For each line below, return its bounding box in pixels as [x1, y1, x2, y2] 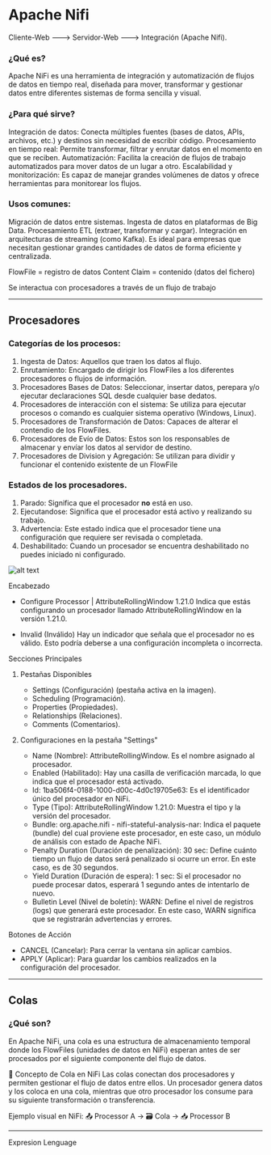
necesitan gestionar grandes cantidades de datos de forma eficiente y [8, 243, 242, 252]
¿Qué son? [8, 1017, 52, 1029]
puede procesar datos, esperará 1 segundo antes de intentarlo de [31, 879, 250, 889]
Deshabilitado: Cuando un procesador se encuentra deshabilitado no [19, 540, 249, 551]
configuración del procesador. [19, 962, 121, 972]
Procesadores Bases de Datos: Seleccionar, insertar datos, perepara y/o [19, 382, 260, 391]
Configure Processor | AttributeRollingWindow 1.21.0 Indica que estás [19, 596, 252, 606]
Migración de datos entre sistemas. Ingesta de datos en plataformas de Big [8, 217, 258, 226]
